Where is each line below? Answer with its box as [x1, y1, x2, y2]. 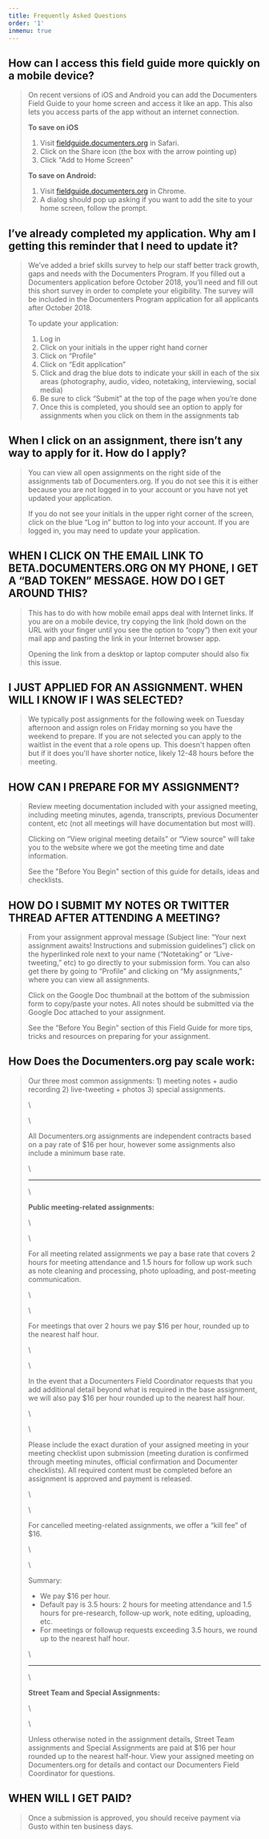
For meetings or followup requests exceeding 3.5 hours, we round [39, 1625, 258, 1635]
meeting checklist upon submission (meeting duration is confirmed [27, 1448, 249, 1457]
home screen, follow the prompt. [39, 204, 148, 213]
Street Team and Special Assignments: [27, 1687, 160, 1697]
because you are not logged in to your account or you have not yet [27, 484, 248, 494]
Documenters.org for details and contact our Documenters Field [27, 1760, 239, 1769]
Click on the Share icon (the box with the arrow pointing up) [39, 147, 238, 156]
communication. [27, 1274, 82, 1283]
